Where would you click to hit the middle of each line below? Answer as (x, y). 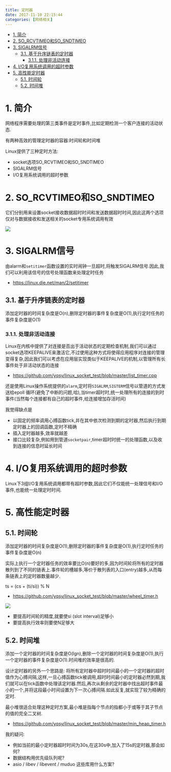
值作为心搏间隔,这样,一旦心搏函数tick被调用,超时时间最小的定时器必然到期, (83, 677)
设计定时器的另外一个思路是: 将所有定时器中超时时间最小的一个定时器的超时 (85, 671)
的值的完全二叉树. (24, 714)
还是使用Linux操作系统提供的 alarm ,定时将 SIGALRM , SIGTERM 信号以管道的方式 (83, 386)
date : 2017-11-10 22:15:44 (34, 15)
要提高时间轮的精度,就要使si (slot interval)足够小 (63, 616)
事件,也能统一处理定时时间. (34, 490)
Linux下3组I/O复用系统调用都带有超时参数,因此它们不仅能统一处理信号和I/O (84, 484)
